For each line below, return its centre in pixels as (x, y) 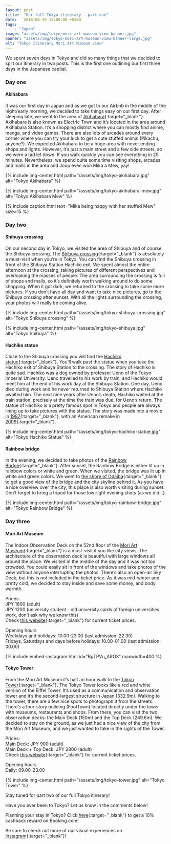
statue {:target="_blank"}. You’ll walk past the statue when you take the (80, 362)
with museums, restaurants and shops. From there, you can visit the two (81, 712)
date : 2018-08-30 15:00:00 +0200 (43, 19)
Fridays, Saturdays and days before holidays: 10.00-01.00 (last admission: (83, 641)
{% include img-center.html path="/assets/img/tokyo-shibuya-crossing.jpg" (85, 312)
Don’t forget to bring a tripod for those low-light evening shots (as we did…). (86, 493)
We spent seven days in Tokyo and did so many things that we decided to (83, 58)
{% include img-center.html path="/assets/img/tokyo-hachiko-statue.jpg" (83, 432)
